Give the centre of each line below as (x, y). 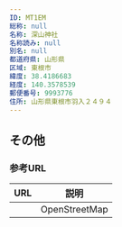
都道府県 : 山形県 (37, 59)
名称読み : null (35, 43)
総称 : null (28, 26)
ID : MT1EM (28, 18)
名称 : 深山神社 (34, 34)
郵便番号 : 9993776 (42, 93)
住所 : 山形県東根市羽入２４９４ (61, 101)
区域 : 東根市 (30, 68)
